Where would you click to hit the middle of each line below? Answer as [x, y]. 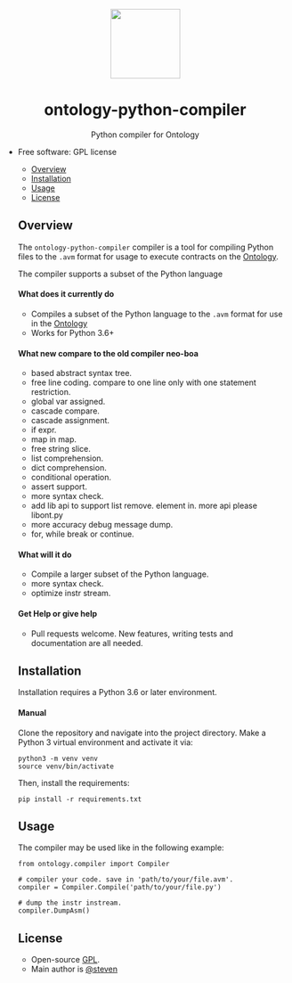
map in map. [54, 439]
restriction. [51, 392]
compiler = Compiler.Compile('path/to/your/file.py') [119, 888]
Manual [32, 712]
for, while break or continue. [83, 534]
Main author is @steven [74, 969]
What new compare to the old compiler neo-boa [108, 353]
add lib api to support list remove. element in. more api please [144, 506]
